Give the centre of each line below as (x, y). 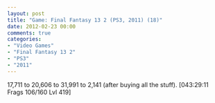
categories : (24, 39)
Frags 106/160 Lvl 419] (39, 92)
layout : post (26, 13)
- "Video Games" (31, 46)
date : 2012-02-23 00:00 (42, 26)
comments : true (29, 33)
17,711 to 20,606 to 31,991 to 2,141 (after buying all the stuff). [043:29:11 (108, 84)
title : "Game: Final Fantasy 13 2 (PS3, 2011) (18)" (85, 20)
